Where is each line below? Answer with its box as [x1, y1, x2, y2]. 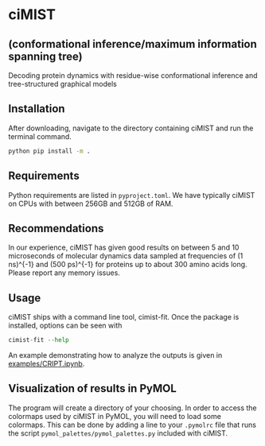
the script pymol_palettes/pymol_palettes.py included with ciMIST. [8, 428, 228, 438]
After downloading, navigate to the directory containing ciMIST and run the [8, 123, 254, 133]
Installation [8, 102, 65, 116]
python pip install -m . [8, 147, 91, 155]
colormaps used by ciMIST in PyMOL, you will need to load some [8, 411, 221, 421]
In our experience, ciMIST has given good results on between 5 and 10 [8, 242, 240, 252]
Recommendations [8, 221, 104, 235]
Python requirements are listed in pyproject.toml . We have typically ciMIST [8, 190, 255, 200]
